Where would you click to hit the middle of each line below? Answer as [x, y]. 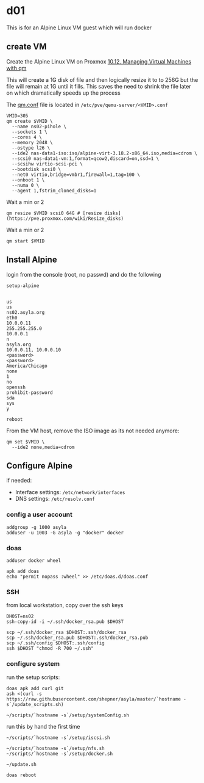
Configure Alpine [40, 466]
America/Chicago [27, 366]
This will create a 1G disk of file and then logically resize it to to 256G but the [102, 79]
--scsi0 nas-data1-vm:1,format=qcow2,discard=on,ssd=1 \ [86, 158]
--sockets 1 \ [30, 132]
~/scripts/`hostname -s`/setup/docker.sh [60, 754]
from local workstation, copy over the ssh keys [65, 605]
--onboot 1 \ [28, 180]
